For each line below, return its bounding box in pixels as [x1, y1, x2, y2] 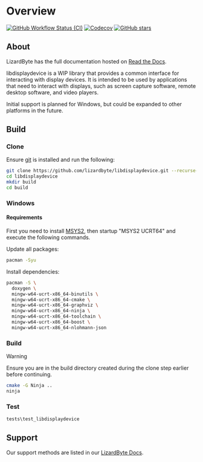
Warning [6, 353, 27, 360]
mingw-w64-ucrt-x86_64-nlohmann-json [11, 324, 107, 330]
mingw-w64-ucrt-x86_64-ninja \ [11, 308, 91, 314]
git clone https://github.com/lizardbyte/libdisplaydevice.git [6, 168, 169, 174]
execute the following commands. [6, 234, 91, 241]
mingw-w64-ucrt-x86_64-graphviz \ [11, 302, 98, 309]
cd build [6, 185, 28, 191]
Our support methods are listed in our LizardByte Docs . [6, 449, 144, 456]
